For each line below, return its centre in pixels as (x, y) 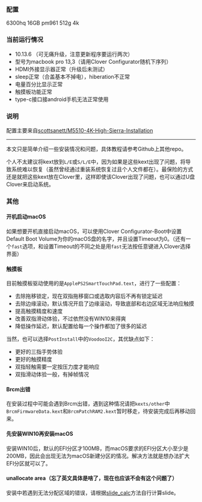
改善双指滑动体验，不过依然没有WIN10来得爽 (70, 319)
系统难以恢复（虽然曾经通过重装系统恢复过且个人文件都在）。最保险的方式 (102, 169)
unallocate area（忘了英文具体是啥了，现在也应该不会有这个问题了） (92, 478)
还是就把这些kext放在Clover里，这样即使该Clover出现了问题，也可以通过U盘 (101, 176)
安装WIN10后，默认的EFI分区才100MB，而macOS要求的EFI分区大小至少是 (97, 448)
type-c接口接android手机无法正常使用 (62, 99)
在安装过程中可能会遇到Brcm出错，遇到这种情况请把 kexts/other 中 (88, 404)
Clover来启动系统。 (30, 184)
